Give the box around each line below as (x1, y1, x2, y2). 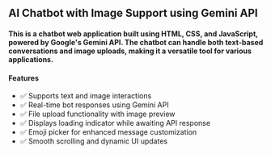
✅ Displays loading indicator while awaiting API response (19, 119, 211, 128)
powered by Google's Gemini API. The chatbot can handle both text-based (8, 37, 264, 47)
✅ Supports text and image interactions (19, 91, 152, 101)
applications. (8, 54, 54, 64)
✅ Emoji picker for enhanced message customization (19, 127, 197, 137)
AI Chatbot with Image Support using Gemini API (8, 6, 258, 20)
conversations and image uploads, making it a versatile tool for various (8, 46, 252, 56)
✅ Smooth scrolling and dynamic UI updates (19, 136, 168, 146)
